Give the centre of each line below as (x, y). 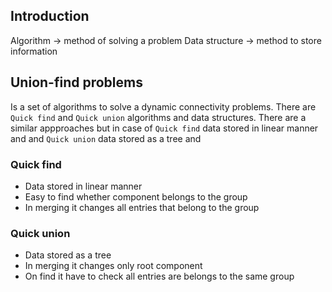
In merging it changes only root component (113, 266)
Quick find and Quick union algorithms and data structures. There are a (158, 117)
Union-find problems (76, 82)
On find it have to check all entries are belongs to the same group (159, 276)
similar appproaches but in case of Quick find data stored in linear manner (164, 128)
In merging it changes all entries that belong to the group (142, 207)
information (34, 51)
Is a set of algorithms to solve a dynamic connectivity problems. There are (163, 106)
